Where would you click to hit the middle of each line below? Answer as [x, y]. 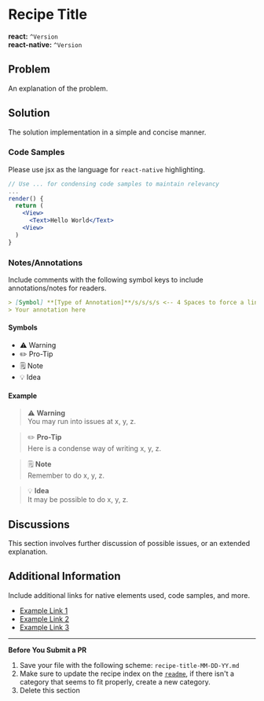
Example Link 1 [44, 611]
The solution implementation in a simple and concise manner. [107, 132]
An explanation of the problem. [58, 88]
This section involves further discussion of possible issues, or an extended [129, 543]
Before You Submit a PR [48, 650]
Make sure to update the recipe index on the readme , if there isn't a [126, 673]
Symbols [23, 327]
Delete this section [49, 690]
